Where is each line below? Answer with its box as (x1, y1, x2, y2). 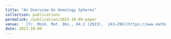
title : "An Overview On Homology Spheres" (5, 7, 97, 13)
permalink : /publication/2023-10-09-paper (5, 17, 97, 22)
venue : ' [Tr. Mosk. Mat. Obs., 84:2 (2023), (5, 21, 103, 27)
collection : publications (5, 12, 60, 17)
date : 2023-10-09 (5, 26, 42, 31)
